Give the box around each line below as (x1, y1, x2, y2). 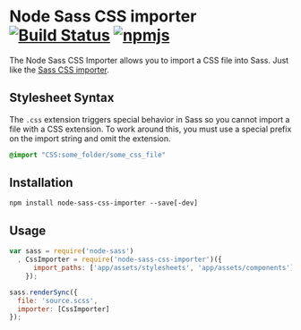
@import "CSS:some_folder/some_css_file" (9, 150, 167, 159)
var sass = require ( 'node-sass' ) (9, 247, 134, 256)
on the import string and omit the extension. (9, 132, 172, 144)
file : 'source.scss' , (17, 296, 99, 305)
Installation (9, 175, 73, 190)
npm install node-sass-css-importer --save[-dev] (9, 199, 199, 207)
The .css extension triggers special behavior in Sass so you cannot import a (9, 114, 290, 124)
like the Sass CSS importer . (9, 64, 110, 75)
